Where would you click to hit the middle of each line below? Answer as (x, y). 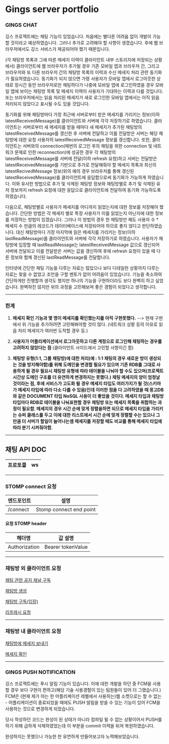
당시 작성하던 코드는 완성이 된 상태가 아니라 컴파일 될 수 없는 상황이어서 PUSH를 (84, 719)
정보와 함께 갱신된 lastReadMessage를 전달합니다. (60, 257)
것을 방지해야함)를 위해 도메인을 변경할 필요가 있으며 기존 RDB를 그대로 (87, 364)
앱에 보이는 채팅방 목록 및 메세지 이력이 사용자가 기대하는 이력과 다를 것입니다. (87, 91)
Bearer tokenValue (66, 547)
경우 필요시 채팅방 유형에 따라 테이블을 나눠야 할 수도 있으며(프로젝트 (97, 370)
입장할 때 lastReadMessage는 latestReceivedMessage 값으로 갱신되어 (89, 245)
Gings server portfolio (52, 9)
